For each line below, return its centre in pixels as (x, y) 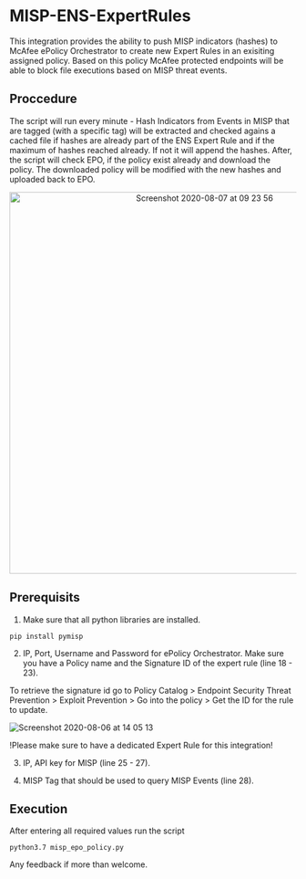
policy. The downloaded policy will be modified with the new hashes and (146, 169)
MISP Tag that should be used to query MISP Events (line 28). (138, 780)
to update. (29, 709)
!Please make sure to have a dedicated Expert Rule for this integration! (141, 745)
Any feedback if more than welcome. (79, 864)
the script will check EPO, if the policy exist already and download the (140, 160)
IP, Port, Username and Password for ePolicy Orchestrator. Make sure (153, 653)
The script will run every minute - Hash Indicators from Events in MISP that (149, 120)
